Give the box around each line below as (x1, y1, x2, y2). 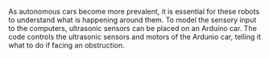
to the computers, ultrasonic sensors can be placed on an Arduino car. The (8, 24, 258, 33)
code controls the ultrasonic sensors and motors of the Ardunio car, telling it (8, 32, 262, 41)
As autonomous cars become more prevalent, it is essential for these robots (8, 7, 260, 16)
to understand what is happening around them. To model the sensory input (8, 15, 257, 25)
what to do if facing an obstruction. (8, 41, 125, 50)
